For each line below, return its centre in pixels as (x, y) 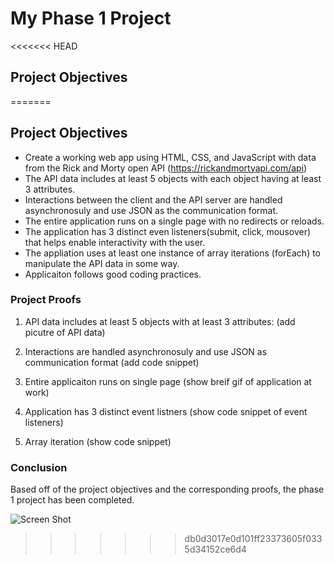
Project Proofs (46, 300)
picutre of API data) (65, 332)
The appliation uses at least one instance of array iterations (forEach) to (173, 253)
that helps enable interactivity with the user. (115, 242)
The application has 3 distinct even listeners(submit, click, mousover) (168, 231)
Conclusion (39, 467)
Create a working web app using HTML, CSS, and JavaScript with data (170, 157)
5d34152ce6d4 (215, 549)
